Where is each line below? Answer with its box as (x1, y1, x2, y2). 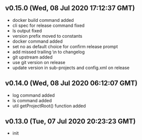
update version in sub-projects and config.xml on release (12, 65, 130, 70)
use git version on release (12, 59, 66, 65)
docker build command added (12, 17, 74, 23)
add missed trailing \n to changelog (12, 49, 85, 55)
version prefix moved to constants (12, 33, 83, 39)
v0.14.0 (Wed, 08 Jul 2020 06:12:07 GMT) (5, 79, 138, 87)
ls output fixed (12, 27, 42, 34)
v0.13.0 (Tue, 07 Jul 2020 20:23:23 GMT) (5, 117, 136, 126)
